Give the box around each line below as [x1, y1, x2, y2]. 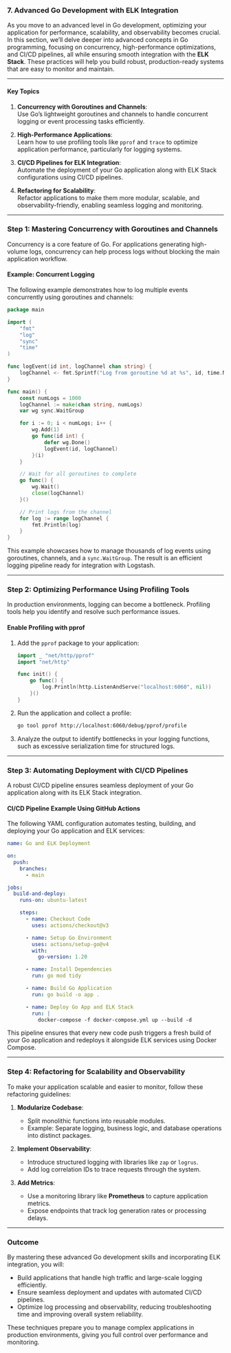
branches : [19, 865, 48, 872]
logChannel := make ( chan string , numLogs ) [19, 401, 143, 408]
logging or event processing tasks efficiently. [16, 117, 145, 125]
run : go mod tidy [32, 972, 81, 980]
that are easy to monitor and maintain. [7, 65, 115, 74]
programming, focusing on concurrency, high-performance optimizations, [7, 43, 217, 52]
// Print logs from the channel [19, 508, 112, 516]
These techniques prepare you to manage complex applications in [7, 1323, 195, 1332]
